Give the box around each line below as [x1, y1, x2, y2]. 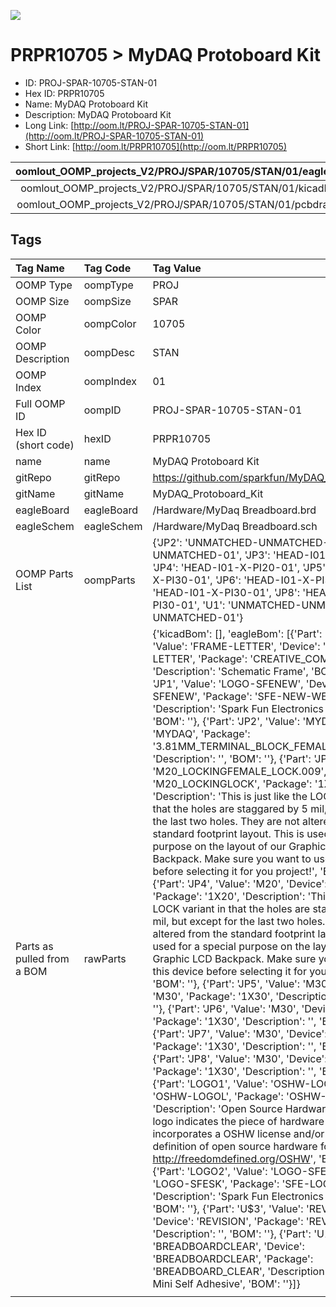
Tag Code [83, 261, 132, 275]
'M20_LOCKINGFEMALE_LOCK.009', [152, 764, 327, 778]
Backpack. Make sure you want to [152, 851, 312, 865]
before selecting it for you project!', [152, 864, 318, 878]
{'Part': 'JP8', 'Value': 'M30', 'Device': [152, 1051, 328, 1065]
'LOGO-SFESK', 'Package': [152, 1176, 280, 1190]
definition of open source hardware [152, 1139, 318, 1153]
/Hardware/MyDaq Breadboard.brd [152, 503, 317, 517]
